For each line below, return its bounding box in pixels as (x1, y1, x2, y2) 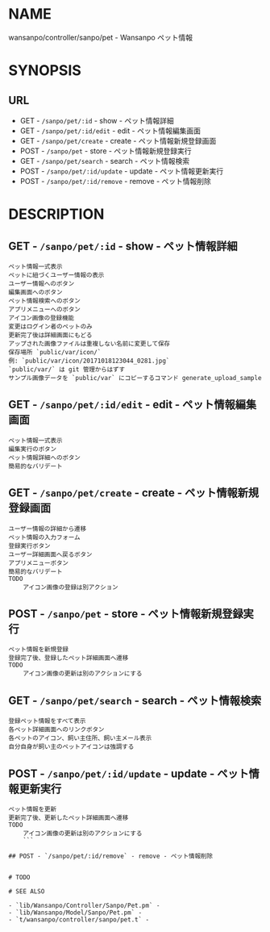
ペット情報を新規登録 (8, 646, 69, 654)
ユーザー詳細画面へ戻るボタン (8, 550, 93, 558)
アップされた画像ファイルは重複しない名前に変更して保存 (8, 340, 171, 348)
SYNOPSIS (8, 61, 82, 80)
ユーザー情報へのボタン (8, 279, 75, 287)
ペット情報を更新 (8, 805, 57, 813)
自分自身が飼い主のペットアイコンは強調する (8, 743, 135, 751)
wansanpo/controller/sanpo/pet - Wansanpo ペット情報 (8, 32, 193, 42)
